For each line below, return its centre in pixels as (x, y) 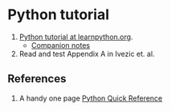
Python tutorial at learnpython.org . (76, 37)
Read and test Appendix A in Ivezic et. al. (87, 54)
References (37, 79)
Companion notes (60, 45)
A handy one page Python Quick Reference (91, 98)
